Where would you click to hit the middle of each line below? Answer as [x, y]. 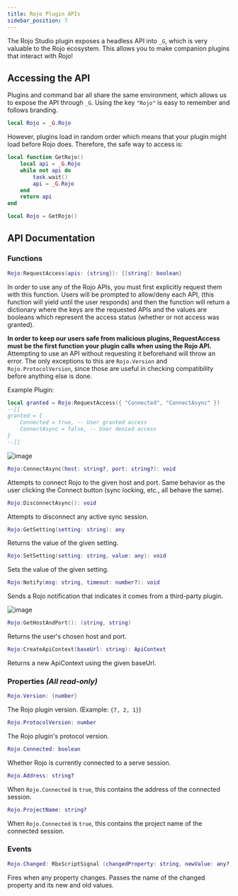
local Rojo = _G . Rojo [39, 123]
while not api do [46, 170]
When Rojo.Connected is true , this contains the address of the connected [114, 789]
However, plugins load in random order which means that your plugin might [117, 137]
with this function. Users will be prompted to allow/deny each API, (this [111, 294]
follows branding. [33, 110]
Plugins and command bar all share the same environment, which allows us [117, 95]
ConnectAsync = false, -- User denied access [89, 429]
